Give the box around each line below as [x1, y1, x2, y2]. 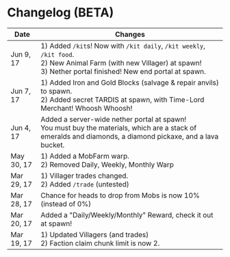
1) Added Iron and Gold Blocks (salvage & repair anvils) [40, 77, 219, 87]
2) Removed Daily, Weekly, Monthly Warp [40, 159, 175, 169]
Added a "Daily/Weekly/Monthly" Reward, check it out [40, 210, 214, 219]
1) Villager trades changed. [40, 171, 129, 180]
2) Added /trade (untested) [40, 179, 130, 189]
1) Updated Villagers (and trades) [40, 230, 149, 239]
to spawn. [40, 86, 73, 96]
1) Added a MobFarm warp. [40, 151, 130, 161]
